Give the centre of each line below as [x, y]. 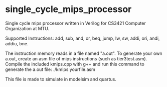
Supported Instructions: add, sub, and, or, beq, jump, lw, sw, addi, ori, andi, [82, 38]
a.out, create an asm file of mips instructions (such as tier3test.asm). [76, 58]
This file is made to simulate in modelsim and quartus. [61, 79]
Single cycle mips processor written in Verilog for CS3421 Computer [76, 23]
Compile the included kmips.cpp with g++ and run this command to [75, 64]
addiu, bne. [17, 43]
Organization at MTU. [27, 28]
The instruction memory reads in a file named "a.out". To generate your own [84, 53]
